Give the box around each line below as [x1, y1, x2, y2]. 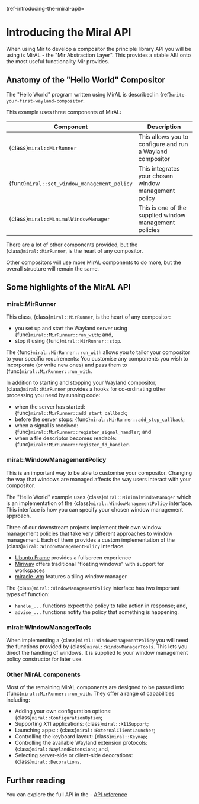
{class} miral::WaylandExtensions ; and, [14, 745, 110, 752]
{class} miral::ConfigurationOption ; [14, 714, 102, 721]
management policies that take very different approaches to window [6, 530, 173, 537]
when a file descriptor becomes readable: [14, 435, 117, 442]
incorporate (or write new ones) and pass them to [6, 361, 127, 369]
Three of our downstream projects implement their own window [6, 523, 162, 530]
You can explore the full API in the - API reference [6, 791, 127, 798]
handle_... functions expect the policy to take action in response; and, [14, 602, 188, 609]
